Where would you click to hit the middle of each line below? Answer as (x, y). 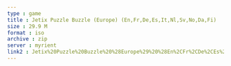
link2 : (18, 52)
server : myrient (32, 45)
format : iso (26, 33)
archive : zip (27, 39)
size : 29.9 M (27, 26)
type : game (24, 13)
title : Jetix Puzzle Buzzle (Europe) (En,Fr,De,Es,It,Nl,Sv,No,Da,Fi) (112, 20)
